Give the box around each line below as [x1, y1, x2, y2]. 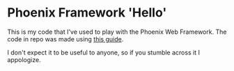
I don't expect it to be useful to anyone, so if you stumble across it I [7, 48, 201, 57]
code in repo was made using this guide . [7, 34, 124, 43]
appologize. [7, 55, 41, 63]
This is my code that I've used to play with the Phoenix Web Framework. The [7, 28, 227, 36]
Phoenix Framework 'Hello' [7, 5, 167, 21]
